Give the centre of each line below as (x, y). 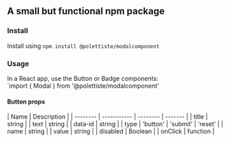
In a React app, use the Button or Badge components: (83, 78)
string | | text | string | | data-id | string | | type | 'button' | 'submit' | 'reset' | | (115, 124)
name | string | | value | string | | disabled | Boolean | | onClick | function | (111, 131)
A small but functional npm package (86, 11)
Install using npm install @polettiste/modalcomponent (83, 46)
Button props (26, 102)
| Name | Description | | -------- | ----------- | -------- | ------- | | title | (107, 117)
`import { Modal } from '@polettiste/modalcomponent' (83, 86)
